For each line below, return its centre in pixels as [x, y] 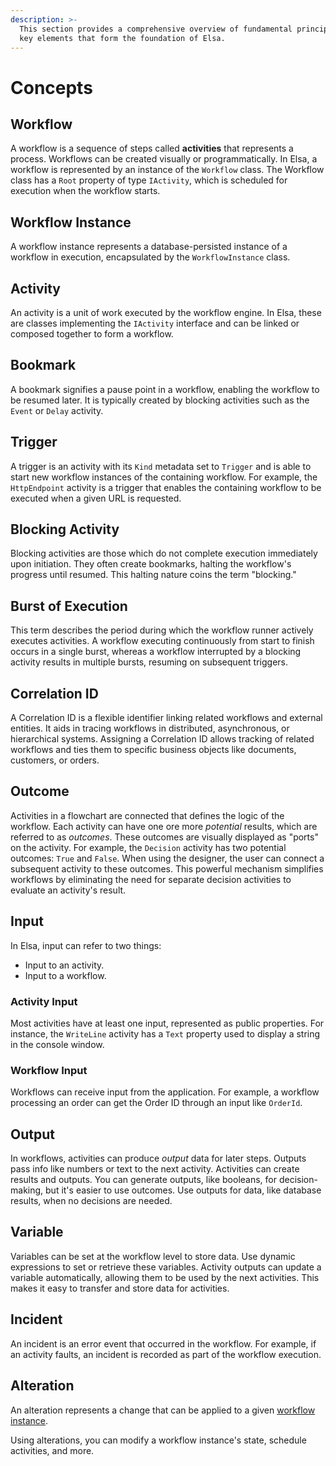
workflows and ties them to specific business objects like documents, [153, 750]
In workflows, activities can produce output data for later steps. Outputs [158, 1158]
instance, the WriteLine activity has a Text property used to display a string [165, 1033]
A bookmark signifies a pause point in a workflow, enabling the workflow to [165, 389]
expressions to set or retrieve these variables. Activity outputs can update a [166, 1267]
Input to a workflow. [65, 975]
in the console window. [57, 1044]
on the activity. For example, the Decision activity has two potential [148, 847]
